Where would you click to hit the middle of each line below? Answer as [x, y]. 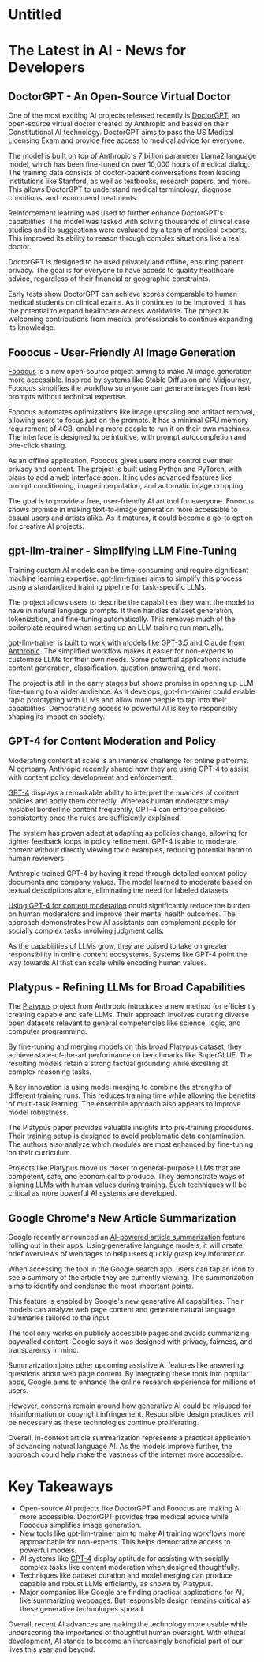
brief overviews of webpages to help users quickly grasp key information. [128, 1254]
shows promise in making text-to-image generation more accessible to [123, 509]
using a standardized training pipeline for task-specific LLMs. [108, 586]
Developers [46, 67]
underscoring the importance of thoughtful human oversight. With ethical [127, 1633]
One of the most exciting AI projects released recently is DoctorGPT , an [124, 115]
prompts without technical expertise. [68, 397]
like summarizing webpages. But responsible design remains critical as [135, 1600]
